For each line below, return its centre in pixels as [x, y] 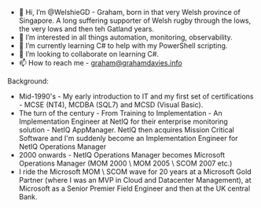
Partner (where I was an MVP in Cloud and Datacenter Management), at [135, 180]
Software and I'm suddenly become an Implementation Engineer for [128, 138]
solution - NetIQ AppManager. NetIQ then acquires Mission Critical [127, 130]
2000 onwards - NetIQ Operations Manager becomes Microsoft [122, 155]
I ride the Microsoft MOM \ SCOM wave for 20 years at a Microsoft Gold [135, 172]
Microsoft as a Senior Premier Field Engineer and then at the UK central [134, 188]
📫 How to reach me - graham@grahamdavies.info [100, 63]
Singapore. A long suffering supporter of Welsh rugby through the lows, [135, 20]
